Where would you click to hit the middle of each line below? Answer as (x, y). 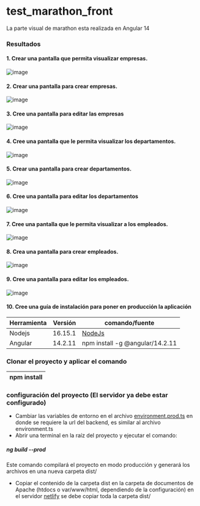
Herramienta (28, 323)
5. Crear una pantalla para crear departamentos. (69, 169)
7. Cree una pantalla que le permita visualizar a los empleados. (87, 224)
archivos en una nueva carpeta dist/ (52, 471)
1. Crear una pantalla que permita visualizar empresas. (77, 59)
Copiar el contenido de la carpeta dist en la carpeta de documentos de (104, 483)
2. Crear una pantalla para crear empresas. (62, 86)
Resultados (24, 44)
